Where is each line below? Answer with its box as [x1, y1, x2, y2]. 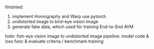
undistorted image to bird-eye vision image [12, 19, 99, 24]
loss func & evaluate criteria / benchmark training [5, 38, 103, 44]
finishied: [5, 4, 24, 10]
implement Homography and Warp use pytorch [12, 14, 106, 19]
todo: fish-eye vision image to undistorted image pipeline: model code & [5, 33, 149, 39]
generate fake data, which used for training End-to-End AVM [12, 24, 134, 30]
